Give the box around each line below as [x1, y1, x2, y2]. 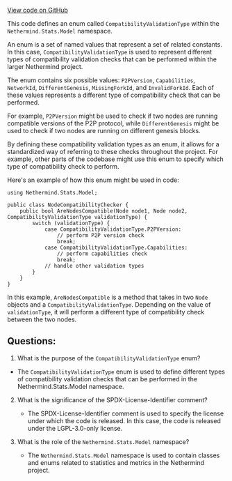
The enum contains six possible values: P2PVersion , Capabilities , [7, 76, 196, 84]
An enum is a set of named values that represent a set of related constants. [7, 40, 222, 48]
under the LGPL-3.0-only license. [27, 424, 123, 432]
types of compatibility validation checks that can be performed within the [7, 55, 217, 63]
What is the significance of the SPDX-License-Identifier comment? [17, 395, 208, 404]
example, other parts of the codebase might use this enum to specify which [7, 155, 224, 163]
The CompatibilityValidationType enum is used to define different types [17, 367, 226, 376]
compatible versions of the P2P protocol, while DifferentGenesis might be [7, 119, 219, 128]
